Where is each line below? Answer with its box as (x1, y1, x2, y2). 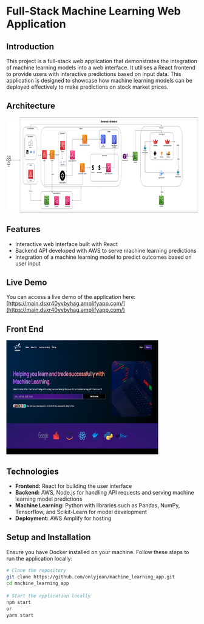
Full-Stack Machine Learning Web (6, 4, 181, 18)
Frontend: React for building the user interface (15, 482, 132, 490)
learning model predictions (15, 495, 83, 502)
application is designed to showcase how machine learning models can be (6, 77, 192, 84)
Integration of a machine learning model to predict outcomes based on (15, 253, 192, 261)
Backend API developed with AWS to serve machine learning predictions (15, 247, 197, 254)
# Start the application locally (6, 593, 91, 599)
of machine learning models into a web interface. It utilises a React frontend (6, 64, 196, 71)
